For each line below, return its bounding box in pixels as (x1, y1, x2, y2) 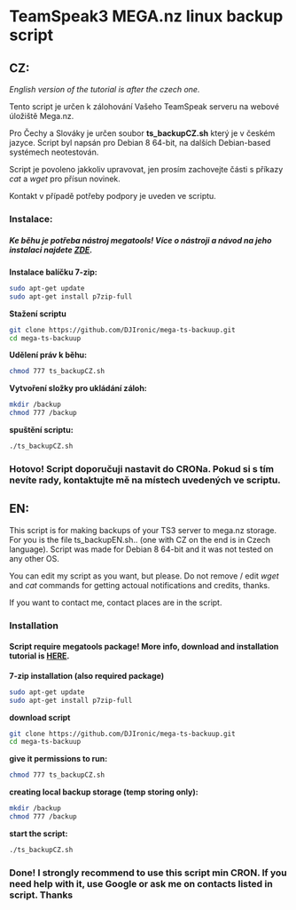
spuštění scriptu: (9, 425, 74, 435)
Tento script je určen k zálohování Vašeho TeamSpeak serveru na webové (9, 101, 280, 112)
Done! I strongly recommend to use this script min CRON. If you (9, 866, 288, 879)
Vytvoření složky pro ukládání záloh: (9, 383, 148, 394)
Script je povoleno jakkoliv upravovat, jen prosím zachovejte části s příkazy (9, 164, 284, 174)
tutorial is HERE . (9, 651, 70, 661)
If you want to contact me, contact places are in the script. (9, 597, 222, 608)
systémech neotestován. (9, 147, 99, 157)
